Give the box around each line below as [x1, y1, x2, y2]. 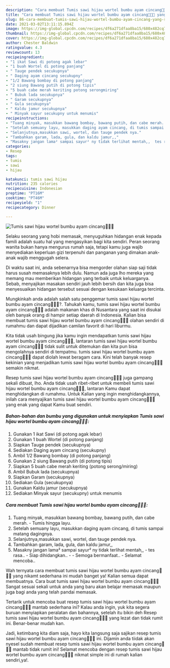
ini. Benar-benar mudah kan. [6, 620, 65, 626]
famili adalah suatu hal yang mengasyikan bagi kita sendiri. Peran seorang [6, 239, 160, 245]
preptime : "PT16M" [6, 191, 44, 196]
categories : [6, 144, 31, 149]
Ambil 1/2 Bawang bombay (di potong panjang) [13, 453, 111, 459]
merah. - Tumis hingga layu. [13, 520, 72, 526]
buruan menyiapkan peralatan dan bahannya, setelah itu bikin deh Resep [6, 610, 157, 616]
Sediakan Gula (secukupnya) [13, 480, 73, 486]
